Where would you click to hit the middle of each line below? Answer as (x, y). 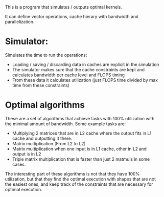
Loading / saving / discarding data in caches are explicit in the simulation (85, 64)
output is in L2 (27, 154)
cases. (19, 164)
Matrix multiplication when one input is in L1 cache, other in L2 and (79, 149)
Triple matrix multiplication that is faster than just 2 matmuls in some (81, 159)
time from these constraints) (41, 85)
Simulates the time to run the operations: (46, 55)
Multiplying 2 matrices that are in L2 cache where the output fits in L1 (82, 133)
